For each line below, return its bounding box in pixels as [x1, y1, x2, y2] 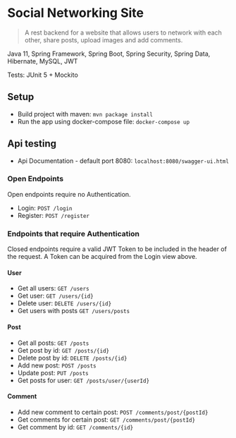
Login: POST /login [17, 203, 73, 212]
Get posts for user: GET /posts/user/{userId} [17, 376, 150, 384]
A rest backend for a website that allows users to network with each [24, 28, 222, 37]
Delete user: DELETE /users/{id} [17, 299, 112, 308]
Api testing [7, 138, 57, 150]
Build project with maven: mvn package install [17, 109, 154, 118]
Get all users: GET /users [17, 284, 89, 293]
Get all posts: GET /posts [17, 339, 89, 347]
